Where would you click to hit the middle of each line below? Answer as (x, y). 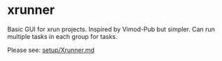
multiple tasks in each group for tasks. (62, 36)
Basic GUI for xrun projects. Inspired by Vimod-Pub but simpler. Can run (111, 29)
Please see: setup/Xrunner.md (51, 50)
